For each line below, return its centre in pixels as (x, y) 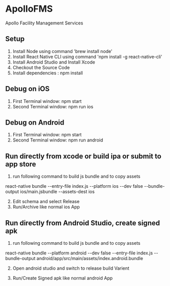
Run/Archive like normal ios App (46, 207)
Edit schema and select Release (46, 202)
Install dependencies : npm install (48, 73)
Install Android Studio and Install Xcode (54, 62)
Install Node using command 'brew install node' (63, 51)
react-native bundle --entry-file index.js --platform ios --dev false (74, 186)
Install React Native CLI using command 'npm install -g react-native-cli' (87, 56)
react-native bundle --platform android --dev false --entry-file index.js (79, 253)
